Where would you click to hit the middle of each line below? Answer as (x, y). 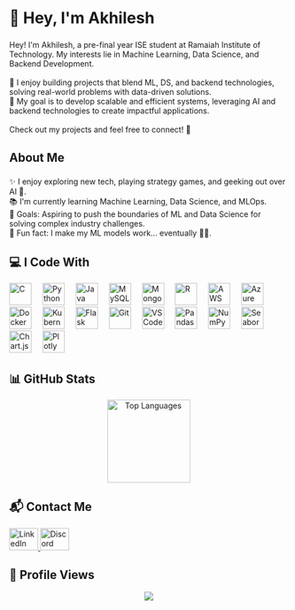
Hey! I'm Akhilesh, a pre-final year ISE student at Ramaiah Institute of (135, 45)
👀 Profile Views (52, 575)
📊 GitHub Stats (52, 378)
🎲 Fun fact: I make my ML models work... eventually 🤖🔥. (111, 233)
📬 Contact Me (50, 507)
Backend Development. (52, 64)
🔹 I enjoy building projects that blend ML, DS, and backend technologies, (142, 82)
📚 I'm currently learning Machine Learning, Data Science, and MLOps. (138, 202)
